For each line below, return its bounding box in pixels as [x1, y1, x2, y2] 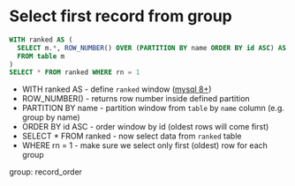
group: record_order [9, 167, 82, 177]
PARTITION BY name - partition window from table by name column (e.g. [21, 103, 285, 114]
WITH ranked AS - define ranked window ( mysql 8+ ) [21, 84, 212, 94]
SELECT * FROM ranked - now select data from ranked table [21, 130, 242, 142]
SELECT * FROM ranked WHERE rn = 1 [9, 68, 140, 77]
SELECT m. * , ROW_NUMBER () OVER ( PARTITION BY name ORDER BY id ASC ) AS [17, 43, 287, 52]
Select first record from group [9, 6, 232, 26]
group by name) [21, 112, 81, 123]
